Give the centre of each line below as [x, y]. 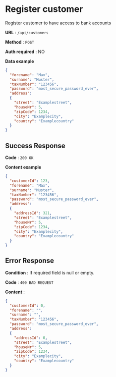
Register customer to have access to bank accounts [58, 23]
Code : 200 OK [19, 158]
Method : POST [20, 42]
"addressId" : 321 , [33, 213]
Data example [20, 61]
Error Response [30, 261]
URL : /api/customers [27, 32]
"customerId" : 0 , [28, 306]
